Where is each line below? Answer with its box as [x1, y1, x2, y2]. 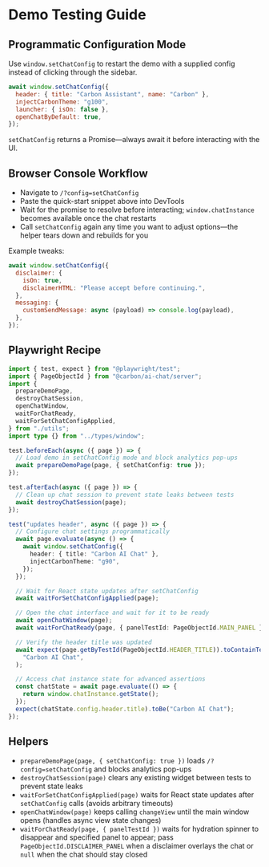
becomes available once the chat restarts [19, 214, 157, 223]
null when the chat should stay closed [19, 849, 148, 860]
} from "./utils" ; [8, 424, 70, 433]
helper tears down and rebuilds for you [19, 230, 149, 240]
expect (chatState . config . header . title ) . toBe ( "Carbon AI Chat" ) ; [15, 705, 235, 713]
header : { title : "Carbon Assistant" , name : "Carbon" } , [15, 90, 210, 98]
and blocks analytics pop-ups [93, 764, 192, 774]
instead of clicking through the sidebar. [8, 67, 138, 77]
